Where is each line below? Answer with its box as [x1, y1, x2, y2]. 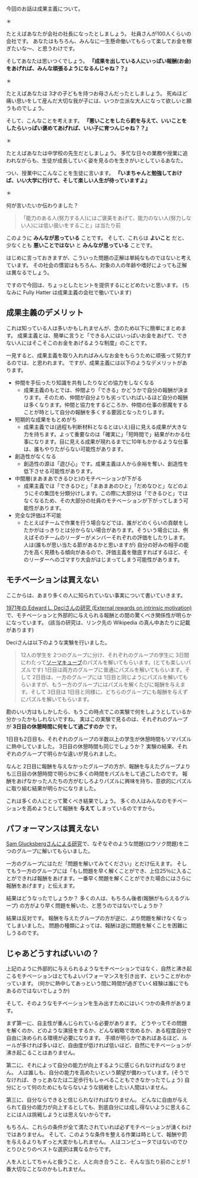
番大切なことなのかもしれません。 [6, 1166, 89, 1173]
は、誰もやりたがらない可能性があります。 [23, 445, 127, 452]
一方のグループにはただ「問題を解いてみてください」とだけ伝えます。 [6, 860, 176, 867]
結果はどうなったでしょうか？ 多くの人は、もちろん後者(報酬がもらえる [6, 895, 180, 902]
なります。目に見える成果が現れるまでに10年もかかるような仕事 [34, 438, 189, 445]
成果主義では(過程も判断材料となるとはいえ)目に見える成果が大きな [23, 423, 187, 430]
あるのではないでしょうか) [6, 987, 70, 995]
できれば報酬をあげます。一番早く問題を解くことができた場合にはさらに [16, 875, 192, 882]
